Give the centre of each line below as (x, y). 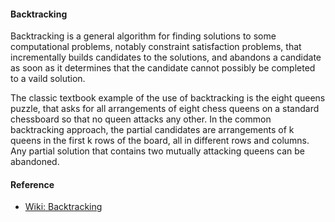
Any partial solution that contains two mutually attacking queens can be (157, 151)
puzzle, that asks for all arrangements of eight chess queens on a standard (165, 109)
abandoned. (35, 162)
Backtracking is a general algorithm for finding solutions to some (143, 36)
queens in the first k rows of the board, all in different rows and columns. (160, 141)
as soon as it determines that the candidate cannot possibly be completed (163, 68)
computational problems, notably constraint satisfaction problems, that (156, 47)
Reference (32, 184)
